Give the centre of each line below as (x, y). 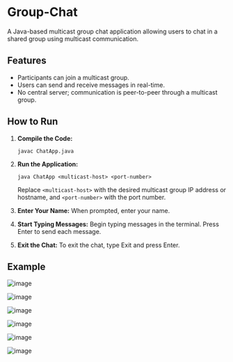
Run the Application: (48, 164)
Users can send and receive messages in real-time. (91, 85)
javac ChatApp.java (46, 151)
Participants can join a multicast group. (73, 77)
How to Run (33, 121)
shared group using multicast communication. (73, 38)
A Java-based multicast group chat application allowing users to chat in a (112, 31)
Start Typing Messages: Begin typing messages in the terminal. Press (118, 224)
